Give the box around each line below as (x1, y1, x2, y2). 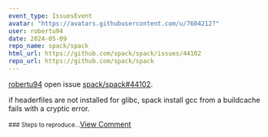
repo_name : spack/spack (8, 42, 89, 50)
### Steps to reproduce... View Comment (8, 119, 132, 129)
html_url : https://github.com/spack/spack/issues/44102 (8, 49, 201, 58)
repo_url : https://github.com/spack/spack (8, 58, 154, 66)
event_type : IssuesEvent (8, 11, 93, 20)
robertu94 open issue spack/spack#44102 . (8, 79, 153, 89)
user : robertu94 (8, 27, 63, 35)
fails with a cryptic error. (8, 103, 90, 113)
